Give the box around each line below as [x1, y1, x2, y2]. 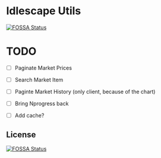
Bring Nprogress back [14, 100, 69, 108]
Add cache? [14, 112, 45, 119]
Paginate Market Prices [14, 64, 72, 71]
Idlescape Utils [6, 4, 81, 18]
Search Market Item [14, 76, 64, 83]
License [6, 129, 36, 140]
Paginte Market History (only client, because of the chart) [14, 88, 156, 95]
